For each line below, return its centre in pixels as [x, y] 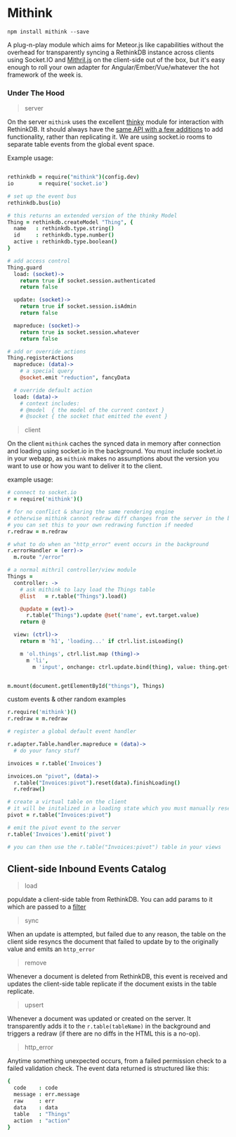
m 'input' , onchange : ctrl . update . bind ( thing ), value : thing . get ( [132, 667]
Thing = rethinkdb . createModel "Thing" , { [70, 222]
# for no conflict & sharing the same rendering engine [91, 512]
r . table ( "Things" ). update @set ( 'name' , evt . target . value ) [112, 615]
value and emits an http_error [51, 949]
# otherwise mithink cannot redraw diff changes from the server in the [116, 518]
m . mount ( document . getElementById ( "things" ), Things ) [86, 686]
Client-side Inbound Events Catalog [87, 869]
